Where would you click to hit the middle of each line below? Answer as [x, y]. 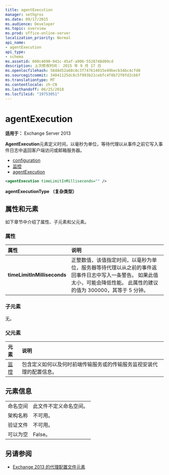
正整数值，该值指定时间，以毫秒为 [111, 260]
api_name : [16, 43]
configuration [26, 160]
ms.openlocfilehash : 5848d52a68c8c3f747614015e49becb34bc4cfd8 [73, 71]
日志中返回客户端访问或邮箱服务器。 [47, 150]
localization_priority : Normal [38, 38]
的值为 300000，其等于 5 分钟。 [110, 291]
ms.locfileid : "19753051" [32, 94]
